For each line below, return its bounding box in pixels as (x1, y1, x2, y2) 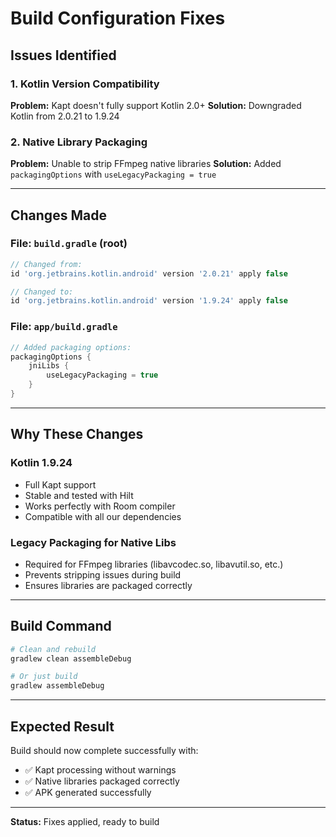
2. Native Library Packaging (10, 135, 148, 149)
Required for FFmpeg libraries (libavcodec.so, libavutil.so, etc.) (24, 558, 284, 570)
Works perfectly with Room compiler (24, 500, 176, 512)
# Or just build (10, 672, 78, 682)
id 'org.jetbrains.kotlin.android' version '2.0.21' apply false (10, 268, 288, 279)
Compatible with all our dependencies (24, 510, 182, 522)
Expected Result (10, 718, 115, 735)
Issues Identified (10, 47, 117, 64)
